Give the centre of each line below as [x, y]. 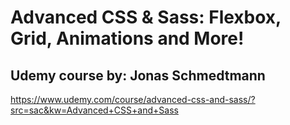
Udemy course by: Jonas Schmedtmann [138, 75]
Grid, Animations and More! [127, 38]
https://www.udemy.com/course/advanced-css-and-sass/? [133, 99]
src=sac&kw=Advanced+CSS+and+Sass [94, 110]
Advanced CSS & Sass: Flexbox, [146, 17]
